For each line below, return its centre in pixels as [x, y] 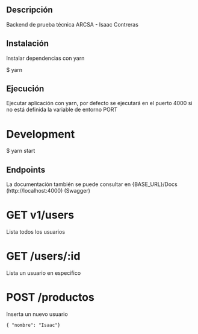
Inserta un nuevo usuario [37, 314]
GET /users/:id [43, 256]
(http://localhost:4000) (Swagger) [48, 191]
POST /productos [50, 297]
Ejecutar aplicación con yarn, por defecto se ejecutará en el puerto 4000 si [99, 103]
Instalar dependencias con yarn [45, 58]
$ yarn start [21, 151]
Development [41, 134]
